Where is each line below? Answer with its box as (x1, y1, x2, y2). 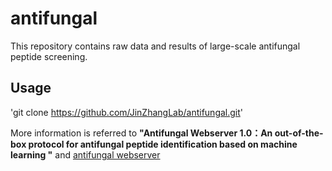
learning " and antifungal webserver (10, 148, 161, 161)
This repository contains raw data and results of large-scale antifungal (10, 40, 301, 52)
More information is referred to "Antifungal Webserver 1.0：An (10, 127, 273, 139)
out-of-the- (274, 127, 324, 139)
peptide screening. (10, 50, 88, 62)
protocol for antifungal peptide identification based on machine (28, 138, 298, 150)
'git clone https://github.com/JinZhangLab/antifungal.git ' (10, 106, 244, 118)
